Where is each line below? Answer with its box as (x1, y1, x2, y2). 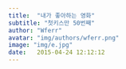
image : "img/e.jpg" (8, 41, 73, 49)
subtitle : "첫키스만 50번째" (8, 19, 96, 27)
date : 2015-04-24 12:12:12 (8, 48, 105, 56)
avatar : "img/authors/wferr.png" (8, 33, 120, 42)
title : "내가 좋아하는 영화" (8, 11, 96, 20)
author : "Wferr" (8, 26, 62, 34)
